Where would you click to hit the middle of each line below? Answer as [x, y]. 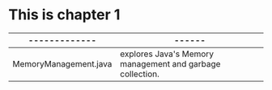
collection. [140, 74]
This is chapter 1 [64, 15]
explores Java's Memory [167, 54]
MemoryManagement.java [62, 63]
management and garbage [170, 63]
